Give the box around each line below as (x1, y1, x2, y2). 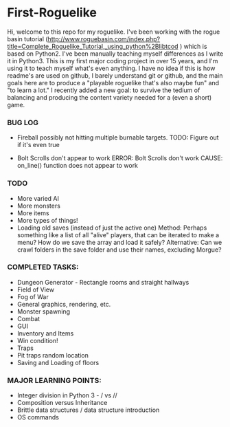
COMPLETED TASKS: (7, 263, 79, 272)
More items (16, 208, 49, 217)
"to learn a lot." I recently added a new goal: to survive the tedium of (7, 86, 200, 94)
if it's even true (16, 141, 60, 149)
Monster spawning (16, 307, 71, 316)
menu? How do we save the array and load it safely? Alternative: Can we (16, 238, 222, 246)
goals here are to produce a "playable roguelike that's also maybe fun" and (7, 78, 220, 87)
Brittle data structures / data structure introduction (16, 406, 160, 414)
